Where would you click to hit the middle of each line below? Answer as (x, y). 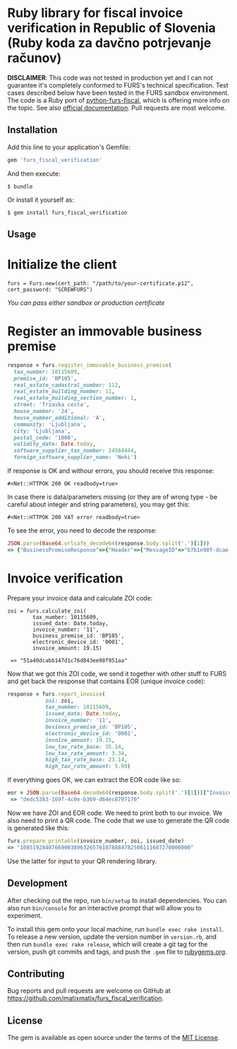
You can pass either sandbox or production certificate (86, 303)
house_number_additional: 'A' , (60, 418)
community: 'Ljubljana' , (50, 424)
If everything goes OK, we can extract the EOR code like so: (94, 780)
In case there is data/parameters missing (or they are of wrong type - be (113, 497)
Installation (32, 130)
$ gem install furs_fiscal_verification (68, 213)
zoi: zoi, (59, 701)
